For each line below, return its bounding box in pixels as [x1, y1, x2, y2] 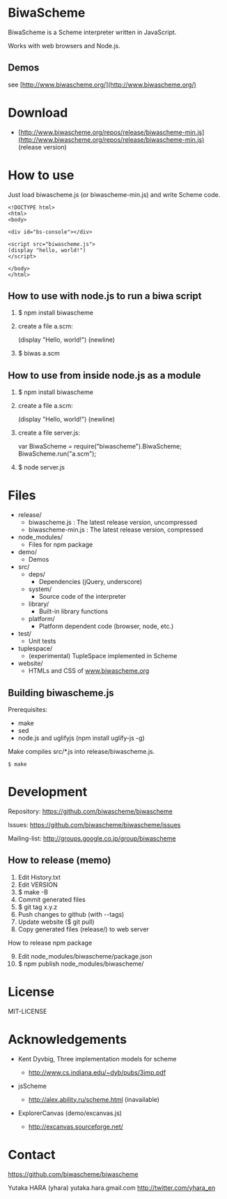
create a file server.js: [17, 428, 81, 437]
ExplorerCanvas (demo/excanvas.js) [17, 1109, 123, 1117]
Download [8, 105, 68, 120]
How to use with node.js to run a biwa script [8, 290, 202, 302]
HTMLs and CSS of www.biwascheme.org [28, 667, 150, 675]
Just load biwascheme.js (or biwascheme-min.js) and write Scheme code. [8, 190, 221, 198]
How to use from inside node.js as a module [8, 369, 201, 381]
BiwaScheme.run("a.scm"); [17, 449, 97, 458]
